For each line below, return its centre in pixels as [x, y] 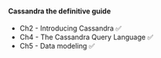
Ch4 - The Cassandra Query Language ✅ [86, 37]
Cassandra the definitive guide [60, 11]
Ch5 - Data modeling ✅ [57, 46]
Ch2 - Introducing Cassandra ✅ [70, 28]
